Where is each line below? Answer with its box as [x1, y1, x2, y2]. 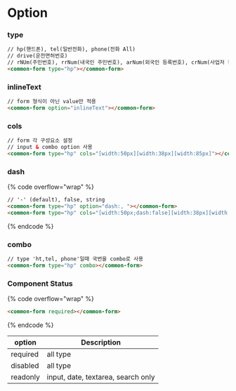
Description [80, 338, 122, 347]
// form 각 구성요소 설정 [7, 137, 73, 145]
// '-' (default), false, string [7, 197, 105, 204]
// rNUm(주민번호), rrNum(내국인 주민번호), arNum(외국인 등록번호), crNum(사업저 [7, 59, 225, 66]
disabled [11, 361, 39, 371]
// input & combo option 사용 [7, 144, 93, 151]
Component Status [7, 279, 74, 289]
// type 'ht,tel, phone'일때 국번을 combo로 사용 [7, 256, 144, 263]
